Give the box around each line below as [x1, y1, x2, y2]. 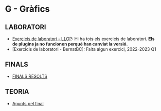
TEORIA [5, 88, 29, 96]
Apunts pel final [12, 100, 44, 106]
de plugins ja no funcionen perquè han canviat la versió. [12, 41, 128, 47]
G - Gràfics [5, 3, 50, 15]
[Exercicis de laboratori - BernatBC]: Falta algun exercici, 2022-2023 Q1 [12, 46, 157, 52]
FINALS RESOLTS [12, 73, 48, 79]
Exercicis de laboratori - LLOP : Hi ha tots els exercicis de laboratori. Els [12, 36, 155, 42]
